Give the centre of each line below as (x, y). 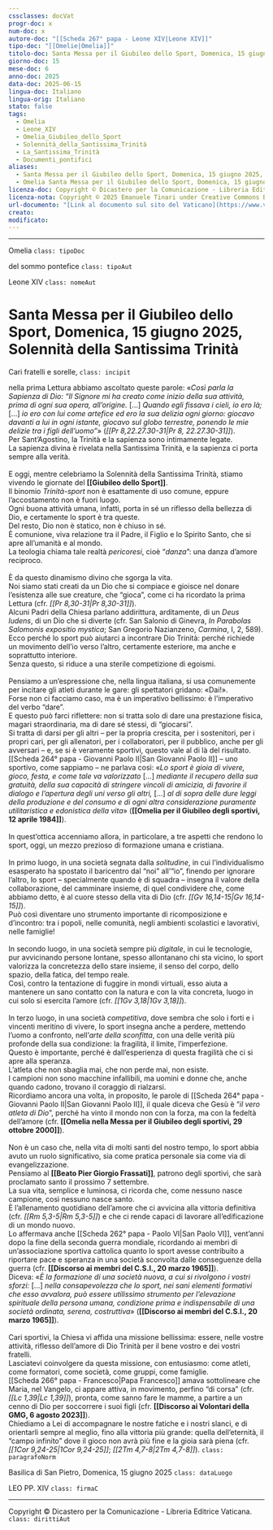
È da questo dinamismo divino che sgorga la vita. (91, 578)
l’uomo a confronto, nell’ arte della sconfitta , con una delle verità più (122, 1035)
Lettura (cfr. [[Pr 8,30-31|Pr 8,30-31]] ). (72, 604)
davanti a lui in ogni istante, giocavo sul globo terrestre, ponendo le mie (129, 423)
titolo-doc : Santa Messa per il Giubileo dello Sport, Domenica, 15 (127, 54)
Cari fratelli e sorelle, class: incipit (70, 372)
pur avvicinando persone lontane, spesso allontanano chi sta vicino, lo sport (136, 958)
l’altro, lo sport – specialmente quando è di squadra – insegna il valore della (134, 880)
